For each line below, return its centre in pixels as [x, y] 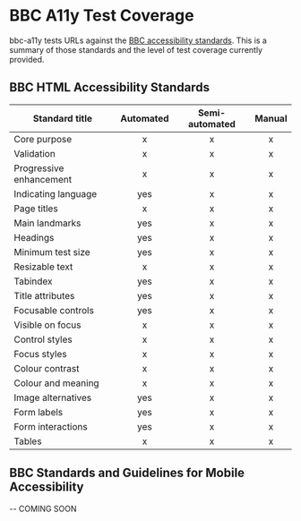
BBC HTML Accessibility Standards [110, 87]
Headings [34, 237]
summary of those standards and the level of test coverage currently [136, 49]
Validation [34, 153]
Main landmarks [47, 223]
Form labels [39, 412]
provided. [27, 59]
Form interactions [51, 426]
